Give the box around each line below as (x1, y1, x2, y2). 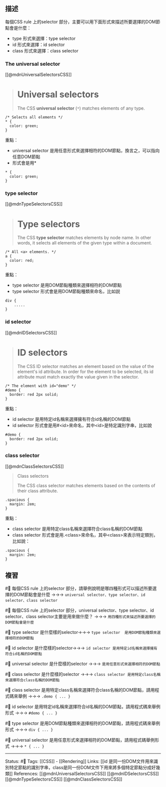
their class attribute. (17, 488, 58, 494)
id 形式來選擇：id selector (12, 41, 65, 47)
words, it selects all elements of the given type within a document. (17, 240, 152, 246)
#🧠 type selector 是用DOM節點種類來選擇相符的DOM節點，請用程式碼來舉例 (5, 720, 161, 726)
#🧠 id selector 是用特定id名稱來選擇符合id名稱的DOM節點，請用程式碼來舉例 (5, 704, 161, 709)
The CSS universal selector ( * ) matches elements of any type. (17, 105, 145, 111)
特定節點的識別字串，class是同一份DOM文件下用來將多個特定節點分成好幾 (9, 764, 161, 770)
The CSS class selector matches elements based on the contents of (17, 482, 156, 488)
